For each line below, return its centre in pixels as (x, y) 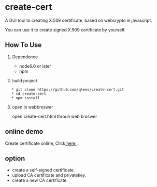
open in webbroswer (32, 107)
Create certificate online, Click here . (42, 143)
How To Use (23, 45)
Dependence (25, 57)
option (15, 158)
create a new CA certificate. (40, 180)
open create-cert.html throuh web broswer (55, 116)
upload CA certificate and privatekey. (49, 175)
